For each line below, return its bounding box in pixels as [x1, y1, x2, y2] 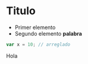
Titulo [6, 4, 36, 18]
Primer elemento [14, 24, 56, 31]
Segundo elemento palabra [14, 30, 82, 37]
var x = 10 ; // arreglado [6, 41, 70, 47]
